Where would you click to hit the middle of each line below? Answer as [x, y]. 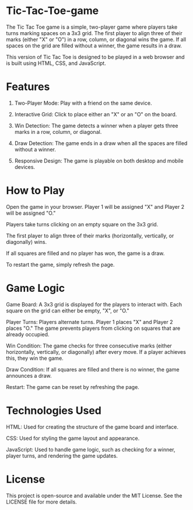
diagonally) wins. [27, 242]
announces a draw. [29, 375]
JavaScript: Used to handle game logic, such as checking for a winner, [91, 449]
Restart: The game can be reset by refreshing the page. [73, 387]
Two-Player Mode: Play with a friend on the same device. [83, 103]
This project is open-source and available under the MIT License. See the [94, 495]
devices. [25, 167]
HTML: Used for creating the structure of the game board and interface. [92, 427]
